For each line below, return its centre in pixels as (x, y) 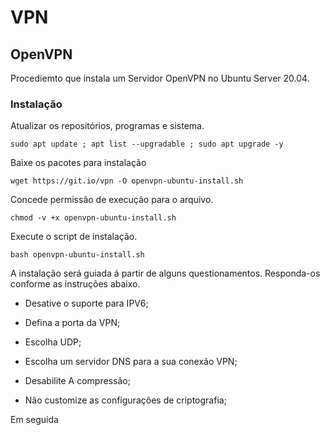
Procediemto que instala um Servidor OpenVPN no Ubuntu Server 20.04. (160, 78)
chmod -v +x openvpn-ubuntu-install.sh (93, 218)
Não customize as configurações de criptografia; (125, 400)
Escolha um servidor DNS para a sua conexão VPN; (131, 362)
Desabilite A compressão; (77, 381)
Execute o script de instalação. (74, 237)
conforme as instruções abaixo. (75, 284)
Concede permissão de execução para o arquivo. (112, 200)
